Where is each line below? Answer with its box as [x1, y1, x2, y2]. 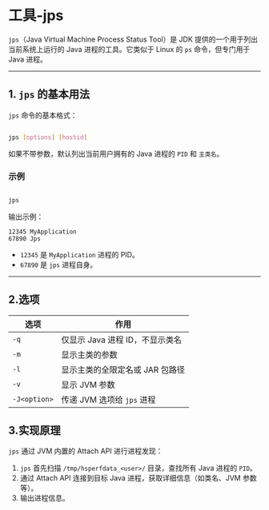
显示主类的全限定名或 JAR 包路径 [61, 364, 186, 375]
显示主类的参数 [61, 349, 118, 360]
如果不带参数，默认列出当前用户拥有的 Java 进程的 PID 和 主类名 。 [8, 149, 224, 158]
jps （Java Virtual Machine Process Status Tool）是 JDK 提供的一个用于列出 [8, 34, 259, 44]
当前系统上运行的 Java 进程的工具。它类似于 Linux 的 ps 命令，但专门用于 [8, 44, 251, 54]
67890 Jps [8, 234, 42, 243]
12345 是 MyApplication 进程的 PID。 [19, 249, 140, 259]
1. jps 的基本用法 [8, 88, 90, 102]
